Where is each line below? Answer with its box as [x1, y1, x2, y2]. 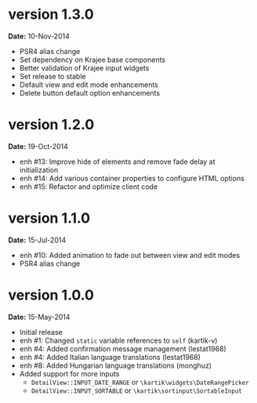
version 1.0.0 [8, 286, 94, 303]
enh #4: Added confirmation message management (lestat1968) [19, 343, 227, 354]
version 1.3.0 [8, 5, 94, 24]
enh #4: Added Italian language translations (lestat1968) [19, 352, 201, 361]
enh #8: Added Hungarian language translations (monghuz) [19, 361, 212, 370]
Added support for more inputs [19, 369, 120, 378]
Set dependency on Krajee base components [19, 55, 166, 64]
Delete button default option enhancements [19, 88, 161, 97]
